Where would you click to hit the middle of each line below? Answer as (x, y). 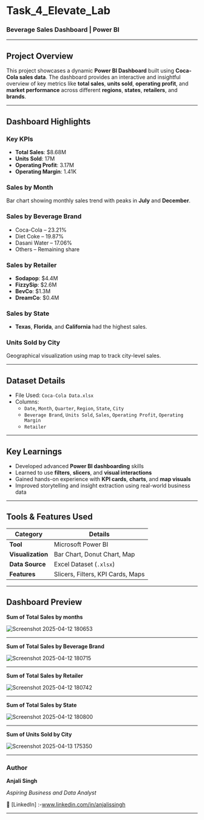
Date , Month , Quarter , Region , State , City (74, 408)
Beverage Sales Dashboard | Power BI (63, 30)
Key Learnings (34, 451)
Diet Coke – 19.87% (39, 236)
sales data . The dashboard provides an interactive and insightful (100, 77)
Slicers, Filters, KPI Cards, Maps (99, 574)
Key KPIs (20, 139)
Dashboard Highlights (49, 122)
